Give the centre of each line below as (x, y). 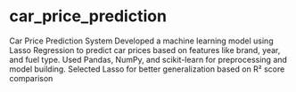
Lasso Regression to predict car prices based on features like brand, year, (145, 50)
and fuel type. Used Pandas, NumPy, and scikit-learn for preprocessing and (148, 59)
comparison (31, 78)
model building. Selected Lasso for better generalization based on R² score (147, 69)
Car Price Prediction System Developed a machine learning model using (141, 41)
